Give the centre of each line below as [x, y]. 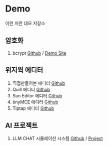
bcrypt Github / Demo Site [39, 53]
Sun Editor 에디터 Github [37, 95]
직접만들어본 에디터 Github [39, 83]
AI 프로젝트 [21, 125]
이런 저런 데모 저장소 [25, 23]
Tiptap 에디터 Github [33, 108]
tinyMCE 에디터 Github [35, 102]
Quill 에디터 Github [31, 89]
